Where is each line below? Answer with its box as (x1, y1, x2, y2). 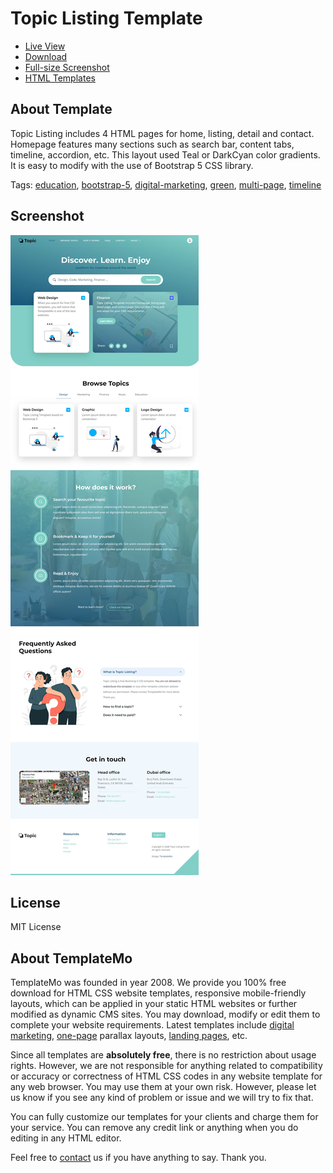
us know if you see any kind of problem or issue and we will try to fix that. (10, 1092, 314, 1104)
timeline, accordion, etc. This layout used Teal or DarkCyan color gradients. (10, 148, 321, 161)
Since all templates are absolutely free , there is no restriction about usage (10, 1049, 317, 1061)
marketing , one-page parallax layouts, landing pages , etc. (10, 1030, 248, 1042)
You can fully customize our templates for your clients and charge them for (10, 1111, 319, 1123)
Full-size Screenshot (24, 61, 110, 73)
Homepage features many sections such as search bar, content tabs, (10, 138, 295, 150)
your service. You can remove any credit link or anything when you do (10, 1122, 299, 1134)
